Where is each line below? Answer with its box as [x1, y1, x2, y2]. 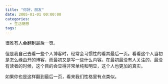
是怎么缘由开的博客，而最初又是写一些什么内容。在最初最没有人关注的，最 [5, 57, 158, 63]
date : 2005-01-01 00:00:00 [5, 12, 61, 17]
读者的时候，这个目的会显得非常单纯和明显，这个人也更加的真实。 [9, 63, 145, 69]
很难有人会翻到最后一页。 [5, 40, 58, 46]
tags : [5, 26, 16, 31]
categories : [5, 16, 30, 21]
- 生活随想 [9, 21, 29, 26]
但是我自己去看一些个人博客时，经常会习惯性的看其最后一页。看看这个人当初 [5, 51, 163, 57]
